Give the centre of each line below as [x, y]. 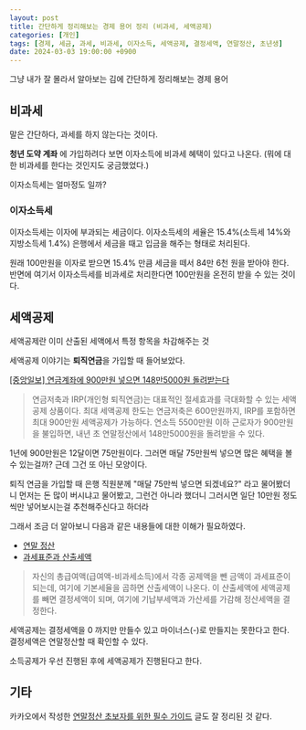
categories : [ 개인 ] [45, 35]
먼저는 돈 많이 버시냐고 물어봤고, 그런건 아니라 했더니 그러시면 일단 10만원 [150, 495]
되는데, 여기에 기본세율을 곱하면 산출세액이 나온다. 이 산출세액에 [145, 588]
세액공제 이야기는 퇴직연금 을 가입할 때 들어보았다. [97, 361]
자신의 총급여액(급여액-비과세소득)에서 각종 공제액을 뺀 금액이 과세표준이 [161, 577]
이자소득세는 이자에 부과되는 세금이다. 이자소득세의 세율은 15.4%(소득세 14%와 [150, 232]
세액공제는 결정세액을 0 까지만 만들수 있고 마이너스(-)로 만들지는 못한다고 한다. [149, 630]
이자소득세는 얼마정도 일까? [58, 185]
